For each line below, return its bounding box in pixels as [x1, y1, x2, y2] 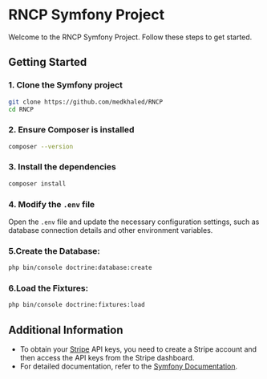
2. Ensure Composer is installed [8, 124, 135, 136]
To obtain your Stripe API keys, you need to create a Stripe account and [19, 344, 257, 354]
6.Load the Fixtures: [8, 283, 89, 294]
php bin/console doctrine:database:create [8, 263, 152, 272]
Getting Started [8, 55, 87, 69]
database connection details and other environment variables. [8, 226, 213, 235]
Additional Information [8, 323, 123, 336]
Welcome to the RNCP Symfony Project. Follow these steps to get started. [8, 32, 253, 42]
